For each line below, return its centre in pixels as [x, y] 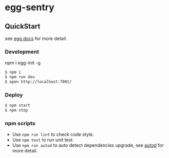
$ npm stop [16, 110]
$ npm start [17, 106]
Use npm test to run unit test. [43, 140]
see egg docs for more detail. [36, 38]
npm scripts [20, 123]
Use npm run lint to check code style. [53, 134]
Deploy [14, 95]
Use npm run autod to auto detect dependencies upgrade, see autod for [88, 145]
